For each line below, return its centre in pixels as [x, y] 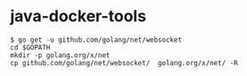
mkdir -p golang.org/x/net [60, 55]
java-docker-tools [78, 16]
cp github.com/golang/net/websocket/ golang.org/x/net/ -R [124, 63]
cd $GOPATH [30, 47]
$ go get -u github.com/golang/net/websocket [96, 40]
